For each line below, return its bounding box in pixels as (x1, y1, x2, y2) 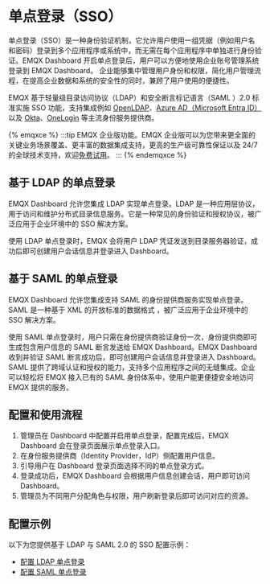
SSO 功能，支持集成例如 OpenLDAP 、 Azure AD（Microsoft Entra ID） (31, 102, 262, 113)
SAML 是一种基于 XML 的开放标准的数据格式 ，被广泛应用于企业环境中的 (8, 305, 249, 315)
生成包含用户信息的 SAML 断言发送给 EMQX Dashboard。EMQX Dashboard (8, 342, 257, 352)
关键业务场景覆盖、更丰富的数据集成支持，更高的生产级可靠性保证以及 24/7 (8, 140, 259, 150)
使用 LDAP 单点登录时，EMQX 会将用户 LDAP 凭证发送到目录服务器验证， (8, 236, 252, 245)
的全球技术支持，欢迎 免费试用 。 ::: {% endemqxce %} (8, 150, 187, 159)
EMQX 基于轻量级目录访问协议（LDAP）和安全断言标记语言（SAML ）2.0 (8, 93, 251, 102)
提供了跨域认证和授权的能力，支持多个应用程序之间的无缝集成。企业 (30, 362, 256, 372)
